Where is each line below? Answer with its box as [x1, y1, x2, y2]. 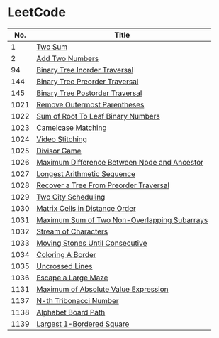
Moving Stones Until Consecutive [36, 238, 147, 248]
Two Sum [36, 42, 68, 52]
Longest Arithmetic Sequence [36, 168, 136, 178]
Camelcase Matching [36, 122, 107, 132]
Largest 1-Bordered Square [36, 319, 130, 329]
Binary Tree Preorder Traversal [36, 76, 139, 86]
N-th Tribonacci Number [36, 295, 119, 305]
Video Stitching [36, 134, 87, 144]
